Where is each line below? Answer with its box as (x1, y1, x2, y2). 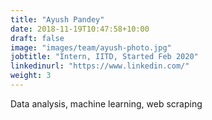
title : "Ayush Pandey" (10, 14, 105, 25)
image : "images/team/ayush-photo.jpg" (10, 42, 172, 53)
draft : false (10, 33, 65, 43)
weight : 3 (10, 71, 52, 81)
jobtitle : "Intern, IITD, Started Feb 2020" (10, 52, 199, 62)
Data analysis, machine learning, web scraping (10, 97, 203, 110)
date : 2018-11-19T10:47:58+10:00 (10, 24, 150, 34)
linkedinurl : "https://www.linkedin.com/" (10, 61, 190, 71)
